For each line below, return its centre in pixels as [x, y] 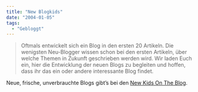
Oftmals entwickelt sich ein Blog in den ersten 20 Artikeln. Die [97, 46]
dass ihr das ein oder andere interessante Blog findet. [87, 71]
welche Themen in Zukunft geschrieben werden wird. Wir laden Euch [106, 58]
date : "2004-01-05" [31, 17]
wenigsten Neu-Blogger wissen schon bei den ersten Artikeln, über [104, 52]
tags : [13, 23]
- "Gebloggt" [28, 29]
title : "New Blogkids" [34, 12]
